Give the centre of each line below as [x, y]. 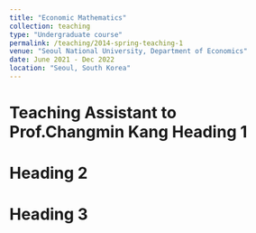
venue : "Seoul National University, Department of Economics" [128, 51]
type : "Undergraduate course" [66, 34]
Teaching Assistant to [93, 113]
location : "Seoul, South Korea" [70, 69]
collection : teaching [50, 26]
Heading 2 [49, 173]
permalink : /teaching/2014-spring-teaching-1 [96, 43]
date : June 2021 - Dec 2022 [62, 60]
